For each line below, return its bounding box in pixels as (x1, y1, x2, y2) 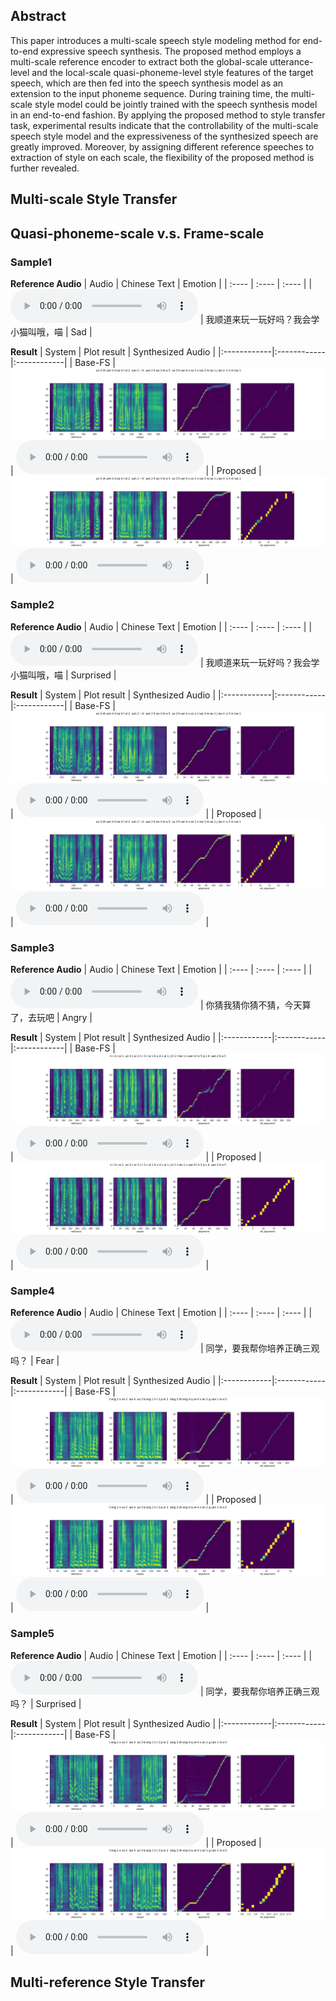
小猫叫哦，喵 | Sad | (10, 325, 93, 338)
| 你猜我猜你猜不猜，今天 (199, 999, 303, 1011)
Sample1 (10, 255, 53, 269)
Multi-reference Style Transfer (10, 1974, 206, 1991)
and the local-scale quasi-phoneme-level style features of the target (31, 66, 314, 78)
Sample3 (10, 940, 55, 954)
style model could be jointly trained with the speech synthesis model (34, 98, 318, 110)
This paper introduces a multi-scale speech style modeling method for (10, 34, 301, 46)
